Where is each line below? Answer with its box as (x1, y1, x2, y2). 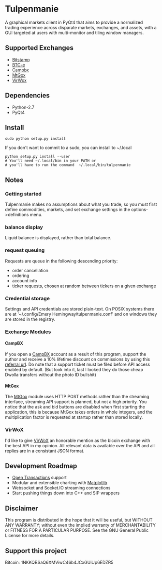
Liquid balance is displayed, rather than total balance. (5, 235, 112, 241)
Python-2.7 (12, 104, 35, 110)
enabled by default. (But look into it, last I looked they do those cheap (5, 367, 144, 373)
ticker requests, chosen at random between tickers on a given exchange (12, 283, 156, 289)
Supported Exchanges (5, 44, 74, 52)
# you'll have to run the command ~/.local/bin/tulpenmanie (5, 163, 131, 168)
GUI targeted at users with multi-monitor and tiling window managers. (5, 30, 144, 35)
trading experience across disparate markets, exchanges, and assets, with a (5, 24, 157, 30)
